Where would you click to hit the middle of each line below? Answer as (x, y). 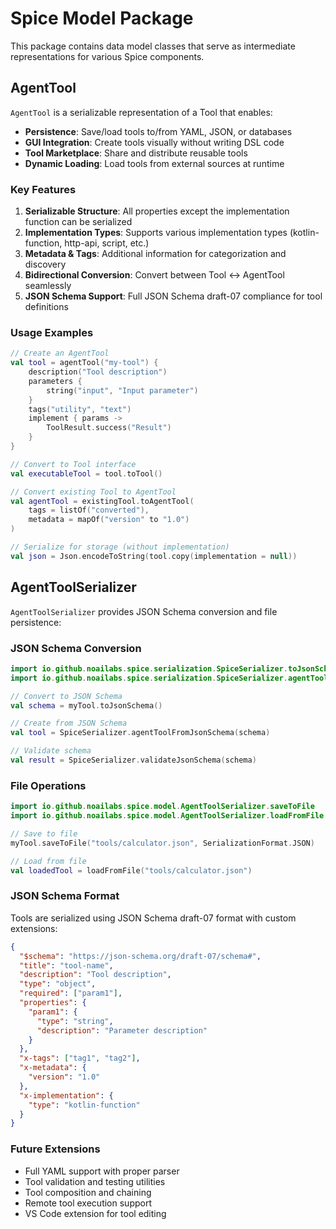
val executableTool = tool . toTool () (86, 473)
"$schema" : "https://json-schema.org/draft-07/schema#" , (140, 956)
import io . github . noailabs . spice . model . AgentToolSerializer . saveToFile (162, 807)
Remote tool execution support (88, 1203)
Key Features (43, 189)
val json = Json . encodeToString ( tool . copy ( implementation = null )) (154, 556)
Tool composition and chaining (88, 1192)
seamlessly (48, 286)
